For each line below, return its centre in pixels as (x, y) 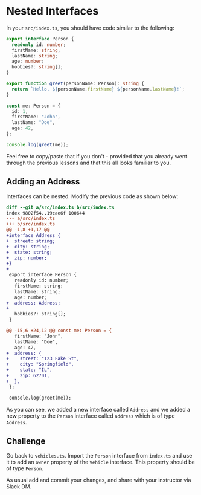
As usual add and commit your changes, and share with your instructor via (99, 480)
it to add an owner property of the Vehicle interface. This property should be (101, 462)
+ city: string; (28, 247)
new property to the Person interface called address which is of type (91, 416)
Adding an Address (43, 182)
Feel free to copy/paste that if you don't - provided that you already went (97, 156)
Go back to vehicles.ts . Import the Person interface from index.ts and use (99, 456)
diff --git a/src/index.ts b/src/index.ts (60, 207)
